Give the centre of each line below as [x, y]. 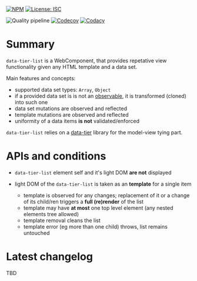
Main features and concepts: [41, 78]
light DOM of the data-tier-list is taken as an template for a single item [103, 184]
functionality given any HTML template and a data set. [72, 67]
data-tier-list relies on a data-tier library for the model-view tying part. [94, 132]
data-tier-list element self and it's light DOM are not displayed [93, 172]
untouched [36, 233]
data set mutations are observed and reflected [71, 108]
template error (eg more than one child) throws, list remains [95, 226]
